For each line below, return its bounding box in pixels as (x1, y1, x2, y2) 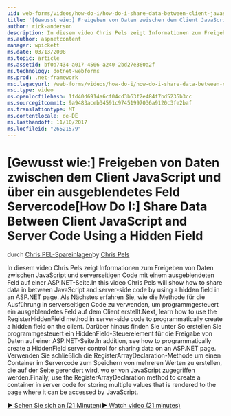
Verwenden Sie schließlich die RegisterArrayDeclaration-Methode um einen (7, 351, 221, 360)
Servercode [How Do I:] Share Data (7, 199, 208, 214)
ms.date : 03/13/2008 (7, 49, 67, 56)
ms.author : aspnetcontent (7, 36, 81, 43)
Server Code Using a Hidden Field (7, 228, 203, 243)
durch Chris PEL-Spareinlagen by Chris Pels (7, 250, 130, 259)
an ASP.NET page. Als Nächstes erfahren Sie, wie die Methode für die (7, 293, 206, 301)
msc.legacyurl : (7, 80, 51, 87)
